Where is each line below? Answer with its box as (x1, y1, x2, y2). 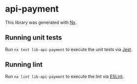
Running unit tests (5, 34, 62, 42)
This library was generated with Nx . (5, 19, 77, 25)
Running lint (5, 61, 43, 69)
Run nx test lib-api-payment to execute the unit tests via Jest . (5, 46, 133, 52)
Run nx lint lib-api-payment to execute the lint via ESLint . (5, 73, 124, 79)
